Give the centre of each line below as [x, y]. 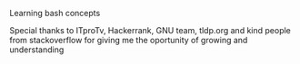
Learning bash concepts [55, 13]
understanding [37, 50]
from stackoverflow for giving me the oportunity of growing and [129, 40]
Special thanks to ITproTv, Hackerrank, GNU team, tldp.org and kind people [150, 30]
